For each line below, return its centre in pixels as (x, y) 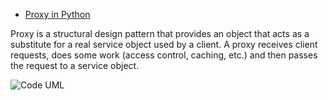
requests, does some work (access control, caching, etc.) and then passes (164, 55)
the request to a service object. (75, 65)
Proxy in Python (57, 14)
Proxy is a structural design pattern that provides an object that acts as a (160, 33)
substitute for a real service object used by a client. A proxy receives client (164, 44)
